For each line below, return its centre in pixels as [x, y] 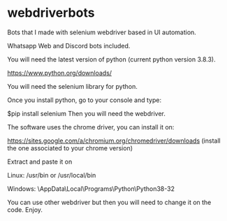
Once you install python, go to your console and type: [85, 100]
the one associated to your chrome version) [70, 148]
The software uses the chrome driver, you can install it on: [91, 127]
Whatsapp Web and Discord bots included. [69, 45]
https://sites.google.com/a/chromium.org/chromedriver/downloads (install [114, 141]
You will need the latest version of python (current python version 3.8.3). [111, 59]
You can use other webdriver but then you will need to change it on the [109, 202]
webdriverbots [51, 13]
